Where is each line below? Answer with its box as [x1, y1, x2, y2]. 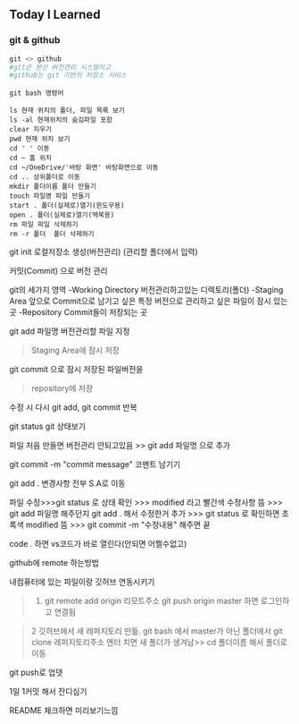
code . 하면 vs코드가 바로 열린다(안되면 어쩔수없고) [9, 539, 187, 549]
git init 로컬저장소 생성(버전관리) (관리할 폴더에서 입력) [9, 246, 198, 258]
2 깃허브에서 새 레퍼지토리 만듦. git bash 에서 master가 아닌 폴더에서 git [30, 626, 283, 636]
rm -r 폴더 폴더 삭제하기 [9, 230, 95, 239]
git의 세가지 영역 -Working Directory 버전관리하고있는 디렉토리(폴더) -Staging [9, 285, 284, 295]
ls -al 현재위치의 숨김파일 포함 [9, 115, 113, 124]
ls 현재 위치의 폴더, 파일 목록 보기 [9, 106, 125, 115]
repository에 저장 [30, 383, 94, 394]
